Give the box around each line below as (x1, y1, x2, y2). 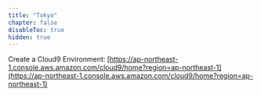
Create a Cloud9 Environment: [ (8, 55, 111, 64)
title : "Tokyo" (8, 11, 58, 20)
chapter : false (8, 19, 58, 27)
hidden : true (8, 33, 51, 41)
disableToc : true (8, 26, 65, 34)
